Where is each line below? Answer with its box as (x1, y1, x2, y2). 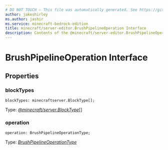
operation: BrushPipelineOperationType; (5, 131, 91, 136)
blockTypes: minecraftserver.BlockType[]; (5, 98, 95, 103)
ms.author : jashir (5, 16, 43, 21)
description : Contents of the (5, 30, 68, 35)
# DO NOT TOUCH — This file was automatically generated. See (5, 7, 137, 12)
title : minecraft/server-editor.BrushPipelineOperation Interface (5, 26, 146, 31)
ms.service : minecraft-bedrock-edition (5, 21, 88, 26)
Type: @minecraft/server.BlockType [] (5, 107, 82, 113)
